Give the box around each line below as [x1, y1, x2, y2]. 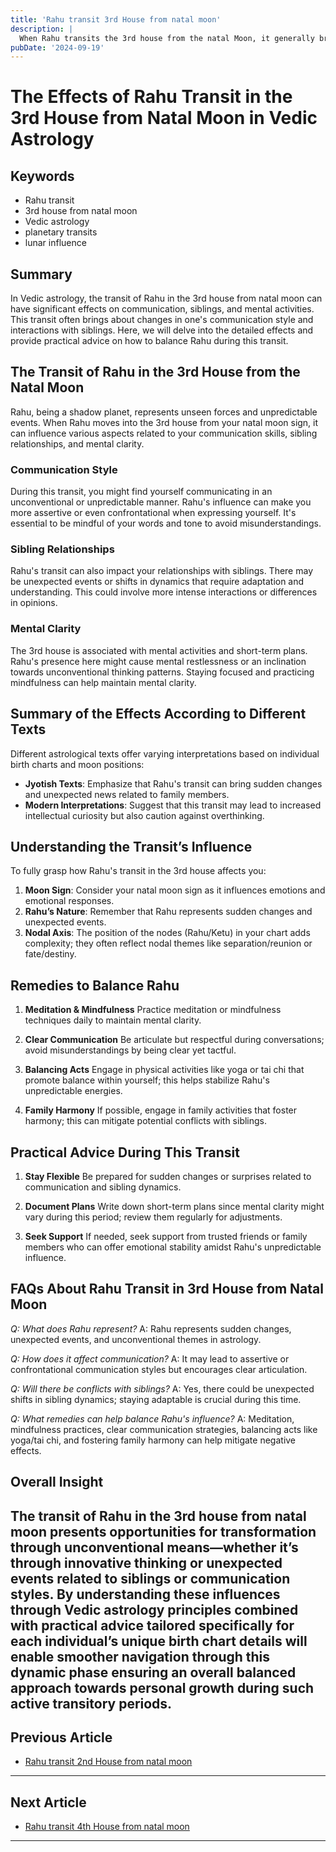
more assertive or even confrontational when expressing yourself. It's [10, 507, 297, 519]
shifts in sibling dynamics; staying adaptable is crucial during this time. [10, 1393, 302, 1405]
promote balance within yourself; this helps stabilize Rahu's [24, 1074, 270, 1086]
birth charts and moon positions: [10, 758, 145, 770]
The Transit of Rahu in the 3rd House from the [10, 364, 301, 381]
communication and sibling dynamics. [24, 1181, 182, 1193]
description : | [10, 24, 74, 34]
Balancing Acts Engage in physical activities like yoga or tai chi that [24, 1064, 305, 1076]
